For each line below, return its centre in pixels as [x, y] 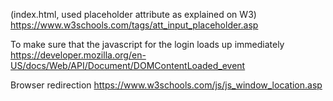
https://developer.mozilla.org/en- [78, 55]
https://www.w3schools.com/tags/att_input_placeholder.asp [134, 25]
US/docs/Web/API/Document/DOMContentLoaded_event [128, 65]
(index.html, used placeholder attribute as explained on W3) [133, 14]
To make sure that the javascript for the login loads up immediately [147, 44]
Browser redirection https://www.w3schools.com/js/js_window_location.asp [166, 85]
